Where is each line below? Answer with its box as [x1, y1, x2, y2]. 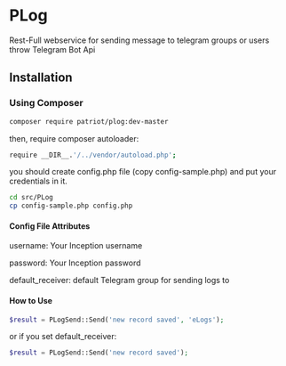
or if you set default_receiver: [9, 331, 117, 342]
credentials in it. [9, 175, 68, 187]
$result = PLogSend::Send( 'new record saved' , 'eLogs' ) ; [9, 315, 225, 324]
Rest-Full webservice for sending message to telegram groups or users [9, 35, 270, 45]
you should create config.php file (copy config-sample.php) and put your [9, 167, 277, 177]
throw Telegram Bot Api [9, 44, 96, 54]
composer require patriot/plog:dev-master [9, 117, 169, 126]
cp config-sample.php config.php [9, 201, 133, 210]
